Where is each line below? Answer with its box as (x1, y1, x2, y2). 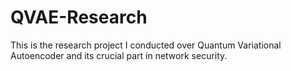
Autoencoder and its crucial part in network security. (10, 49, 228, 61)
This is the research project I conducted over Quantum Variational (10, 39, 282, 51)
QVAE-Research (10, 6, 148, 29)
